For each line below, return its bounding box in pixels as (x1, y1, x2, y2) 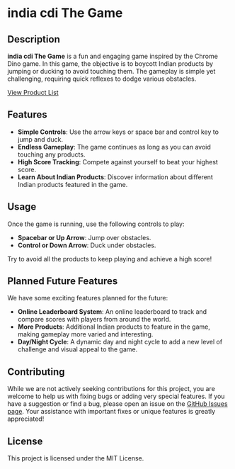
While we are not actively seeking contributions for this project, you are (7, 385, 216, 393)
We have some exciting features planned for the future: (7, 294, 168, 303)
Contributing (7, 366, 65, 378)
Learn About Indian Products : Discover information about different (17, 172, 214, 181)
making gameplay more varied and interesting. (17, 330, 154, 339)
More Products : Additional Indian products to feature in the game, (17, 322, 210, 331)
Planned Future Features (7, 275, 118, 288)
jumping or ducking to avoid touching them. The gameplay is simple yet (7, 67, 216, 75)
